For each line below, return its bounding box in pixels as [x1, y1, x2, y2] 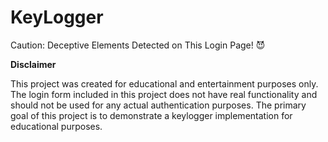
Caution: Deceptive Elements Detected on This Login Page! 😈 [10, 39, 266, 51]
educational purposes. [10, 120, 103, 132]
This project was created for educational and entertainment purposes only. [10, 77, 319, 90]
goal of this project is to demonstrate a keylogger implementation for [10, 109, 293, 121]
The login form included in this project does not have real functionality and [10, 88, 318, 100]
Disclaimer [10, 58, 57, 70]
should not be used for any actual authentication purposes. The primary [10, 99, 307, 111]
